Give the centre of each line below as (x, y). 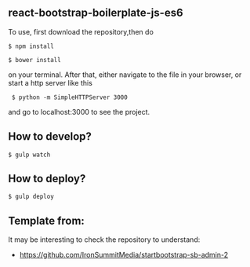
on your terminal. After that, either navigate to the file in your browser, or (125, 75)
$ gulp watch (29, 155)
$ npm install (31, 46)
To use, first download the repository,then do (81, 31)
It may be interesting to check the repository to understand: (104, 240)
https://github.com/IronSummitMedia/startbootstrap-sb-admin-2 (124, 255)
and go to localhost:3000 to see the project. (79, 112)
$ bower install (34, 60)
